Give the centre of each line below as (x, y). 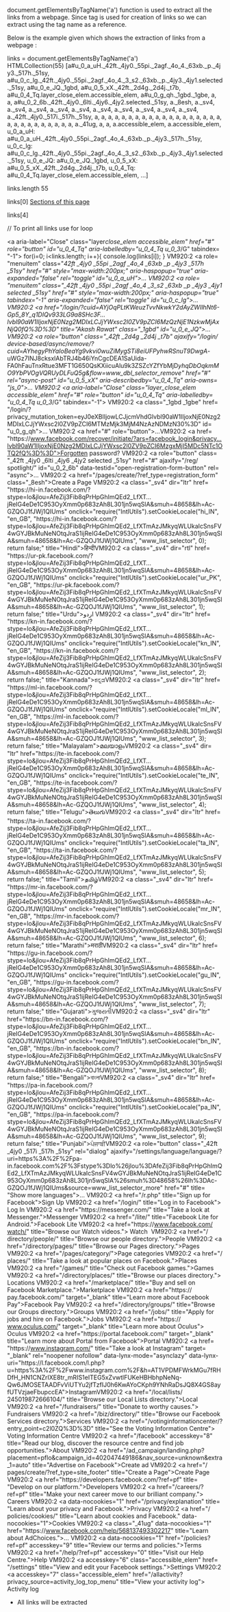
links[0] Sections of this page (49, 201)
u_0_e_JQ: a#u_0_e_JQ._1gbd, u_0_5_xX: (82, 160)
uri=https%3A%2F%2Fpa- (45, 1159)
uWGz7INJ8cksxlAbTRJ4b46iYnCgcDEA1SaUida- (77, 358)
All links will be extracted (52, 1602)
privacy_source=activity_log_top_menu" (63, 1581)
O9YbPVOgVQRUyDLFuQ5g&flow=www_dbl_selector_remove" (96, 373)
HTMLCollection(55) (36, 66)
